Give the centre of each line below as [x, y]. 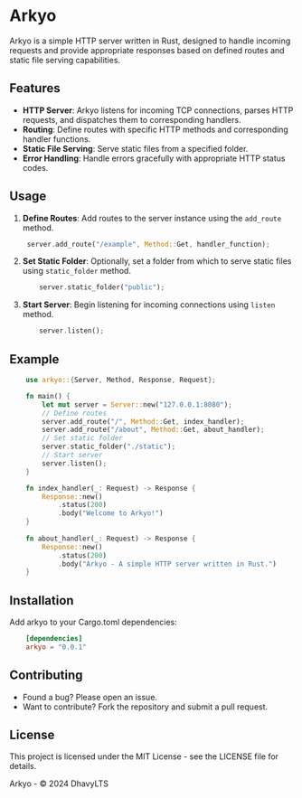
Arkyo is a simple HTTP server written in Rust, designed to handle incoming [150, 41]
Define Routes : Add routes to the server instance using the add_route [152, 218]
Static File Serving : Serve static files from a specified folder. [135, 148]
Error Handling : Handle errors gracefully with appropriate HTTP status [154, 158]
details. [23, 766]
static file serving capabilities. [65, 60]
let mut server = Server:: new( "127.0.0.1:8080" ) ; [137, 404]
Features [35, 88]
